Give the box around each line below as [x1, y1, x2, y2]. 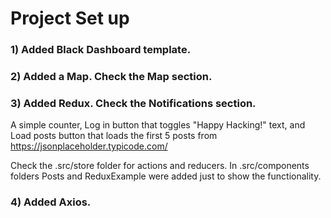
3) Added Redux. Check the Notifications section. [10, 96, 257, 110]
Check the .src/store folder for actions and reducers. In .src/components [10, 160, 310, 172]
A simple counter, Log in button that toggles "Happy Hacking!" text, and [10, 119, 306, 131]
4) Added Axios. [10, 195, 92, 209]
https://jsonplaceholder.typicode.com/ [10, 140, 168, 152]
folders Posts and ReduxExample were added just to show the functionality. [10, 170, 322, 182]
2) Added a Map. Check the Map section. [10, 70, 213, 84]
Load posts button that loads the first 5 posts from [10, 130, 218, 142]
